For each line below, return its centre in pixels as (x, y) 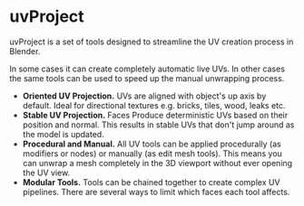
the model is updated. (63, 134)
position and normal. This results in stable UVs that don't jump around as (158, 125)
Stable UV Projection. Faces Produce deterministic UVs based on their (155, 115)
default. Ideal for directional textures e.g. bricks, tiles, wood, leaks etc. (154, 105)
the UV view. (46, 173)
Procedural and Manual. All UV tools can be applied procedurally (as (152, 144)
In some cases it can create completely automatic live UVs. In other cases (147, 69)
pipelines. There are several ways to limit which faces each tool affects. (156, 192)
